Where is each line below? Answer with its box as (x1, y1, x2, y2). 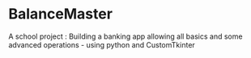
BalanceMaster (8, 5, 113, 23)
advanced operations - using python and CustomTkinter (8, 39, 196, 49)
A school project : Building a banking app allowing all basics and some (8, 31, 243, 41)
